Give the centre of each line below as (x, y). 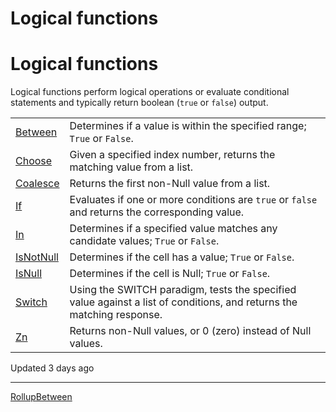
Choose (34, 161)
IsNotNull (37, 257)
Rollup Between (41, 397)
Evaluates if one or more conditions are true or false (193, 200)
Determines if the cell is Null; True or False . (170, 274)
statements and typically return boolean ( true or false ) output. (139, 103)
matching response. (116, 315)
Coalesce (37, 184)
